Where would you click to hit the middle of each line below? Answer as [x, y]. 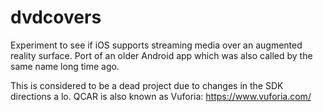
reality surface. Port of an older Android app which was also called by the [161, 55]
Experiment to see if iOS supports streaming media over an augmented [156, 45]
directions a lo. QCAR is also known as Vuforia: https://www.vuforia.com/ [161, 96]
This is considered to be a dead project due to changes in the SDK [147, 85]
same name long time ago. [65, 66]
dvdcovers [56, 17]
